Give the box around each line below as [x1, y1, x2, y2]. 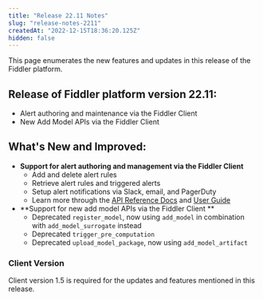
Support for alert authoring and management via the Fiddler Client [19, 161, 244, 171]
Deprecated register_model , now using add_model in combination [31, 212, 245, 222]
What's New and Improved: [8, 140, 147, 154]
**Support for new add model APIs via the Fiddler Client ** [19, 203, 215, 213]
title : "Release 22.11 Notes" [8, 11, 109, 20]
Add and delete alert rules [31, 169, 117, 180]
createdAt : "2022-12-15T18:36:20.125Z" [8, 26, 141, 34]
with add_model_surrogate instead [31, 220, 142, 230]
